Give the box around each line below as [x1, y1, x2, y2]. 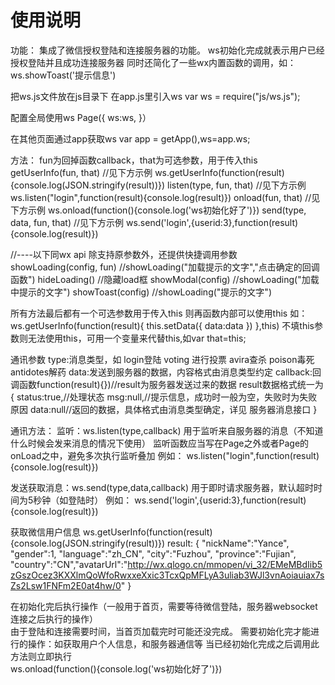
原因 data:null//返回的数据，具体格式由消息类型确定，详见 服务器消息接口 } [10, 403, 318, 415]
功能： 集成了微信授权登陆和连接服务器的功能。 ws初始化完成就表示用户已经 [10, 44, 325, 56]
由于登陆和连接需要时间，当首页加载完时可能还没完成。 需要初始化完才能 [10, 625, 311, 637]
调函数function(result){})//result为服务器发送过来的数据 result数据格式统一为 [10, 378, 324, 390]
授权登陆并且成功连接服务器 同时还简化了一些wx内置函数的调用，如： [10, 56, 297, 68]
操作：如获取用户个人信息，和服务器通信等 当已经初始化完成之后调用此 [27, 637, 320, 650]
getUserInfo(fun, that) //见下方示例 [10, 166, 153, 178]
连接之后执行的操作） [10, 612, 98, 625]
